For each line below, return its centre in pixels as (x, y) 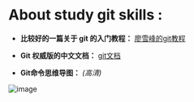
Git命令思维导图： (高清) (61, 72)
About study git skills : (86, 15)
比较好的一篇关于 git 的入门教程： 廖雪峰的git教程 (103, 38)
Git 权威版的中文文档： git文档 (71, 55)
